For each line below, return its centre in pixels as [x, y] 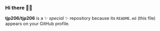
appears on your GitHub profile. [37, 24]
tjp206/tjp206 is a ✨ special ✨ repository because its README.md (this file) [80, 18]
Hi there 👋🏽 [19, 8]
